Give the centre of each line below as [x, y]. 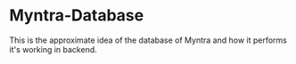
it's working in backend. [53, 49]
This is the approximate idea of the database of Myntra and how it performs [148, 40]
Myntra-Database [77, 16]
